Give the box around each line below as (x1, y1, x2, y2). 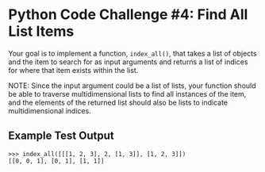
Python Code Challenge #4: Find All (8, 6, 248, 24)
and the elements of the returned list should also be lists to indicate (8, 97, 229, 107)
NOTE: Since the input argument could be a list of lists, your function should (8, 81, 256, 90)
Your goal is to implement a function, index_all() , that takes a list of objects (8, 48, 257, 58)
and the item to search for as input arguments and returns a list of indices (8, 57, 248, 67)
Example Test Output (8, 129, 114, 143)
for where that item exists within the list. (8, 65, 139, 75)
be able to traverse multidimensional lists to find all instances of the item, (8, 89, 247, 98)
